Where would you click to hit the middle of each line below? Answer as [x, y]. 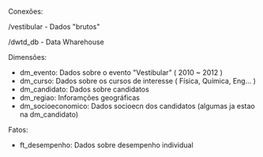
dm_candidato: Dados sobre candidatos [85, 89]
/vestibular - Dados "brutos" [54, 26]
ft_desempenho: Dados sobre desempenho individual [106, 145]
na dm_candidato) [49, 114]
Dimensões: [28, 57]
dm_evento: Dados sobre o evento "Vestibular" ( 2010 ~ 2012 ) [121, 73]
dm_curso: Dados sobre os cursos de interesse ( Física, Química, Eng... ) [138, 81]
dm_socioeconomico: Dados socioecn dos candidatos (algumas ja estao [137, 106]
